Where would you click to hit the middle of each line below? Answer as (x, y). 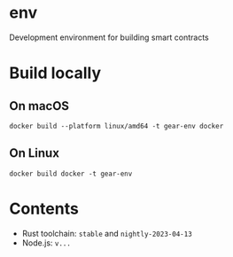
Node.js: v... (46, 243)
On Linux (35, 153)
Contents (44, 209)
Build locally (55, 73)
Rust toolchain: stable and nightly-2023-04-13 (107, 233)
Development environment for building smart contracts (109, 37)
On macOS (39, 106)
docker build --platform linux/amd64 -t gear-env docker (116, 126)
